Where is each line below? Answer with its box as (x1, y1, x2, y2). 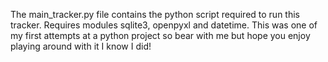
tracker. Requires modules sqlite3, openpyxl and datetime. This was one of (10, 19, 318, 31)
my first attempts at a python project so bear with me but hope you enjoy (10, 30, 311, 41)
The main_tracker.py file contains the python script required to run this (10, 9, 300, 20)
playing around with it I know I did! (10, 40, 152, 52)
